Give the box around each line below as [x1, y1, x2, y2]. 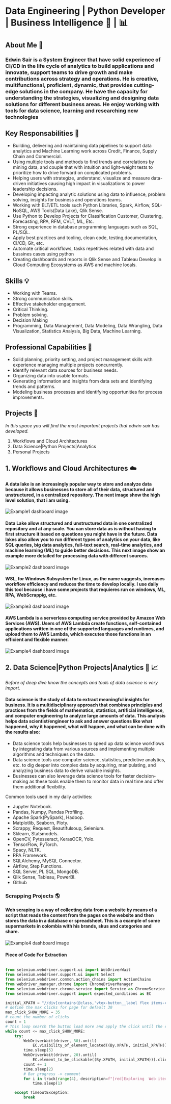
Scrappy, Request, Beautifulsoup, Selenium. [12, 825, 105, 831]
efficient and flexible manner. [5, 636, 69, 643]
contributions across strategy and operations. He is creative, [5, 75, 159, 82]
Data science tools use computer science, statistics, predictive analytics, [12, 756, 165, 762]
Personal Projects [12, 449, 50, 455]
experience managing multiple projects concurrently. [12, 362, 124, 368]
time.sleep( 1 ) [32, 1081, 63, 1086]
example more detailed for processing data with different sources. [5, 552, 149, 558]
